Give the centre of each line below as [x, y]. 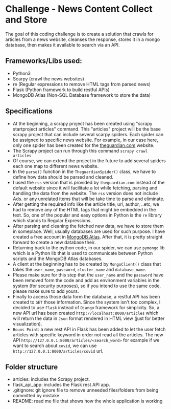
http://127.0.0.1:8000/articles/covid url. [58, 351]
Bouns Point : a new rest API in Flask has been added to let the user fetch [89, 329]
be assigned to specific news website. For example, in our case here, [85, 140]
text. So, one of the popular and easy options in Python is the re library [87, 215]
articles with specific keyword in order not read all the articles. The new [88, 335]
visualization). [27, 324]
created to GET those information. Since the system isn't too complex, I [87, 302]
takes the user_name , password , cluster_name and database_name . [79, 269]
